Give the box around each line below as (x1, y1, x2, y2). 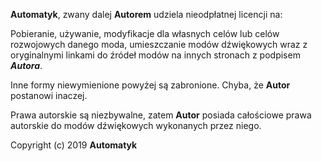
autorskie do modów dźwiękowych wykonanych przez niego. (10, 120, 262, 131)
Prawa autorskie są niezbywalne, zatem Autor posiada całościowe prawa (10, 109, 312, 121)
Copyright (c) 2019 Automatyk (10, 139, 138, 151)
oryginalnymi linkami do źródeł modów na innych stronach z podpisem (10, 49, 301, 61)
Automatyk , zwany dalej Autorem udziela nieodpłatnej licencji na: (10, 9, 283, 20)
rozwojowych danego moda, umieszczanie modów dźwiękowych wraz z (10, 39, 308, 50)
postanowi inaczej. (10, 90, 88, 101)
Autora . (10, 60, 43, 71)
